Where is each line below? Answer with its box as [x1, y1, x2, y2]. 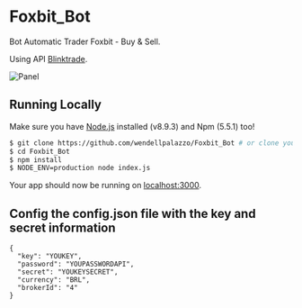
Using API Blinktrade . [9, 53, 88, 64]
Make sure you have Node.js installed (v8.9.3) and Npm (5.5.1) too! [9, 121, 255, 131]
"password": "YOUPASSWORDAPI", [17, 259, 135, 269]
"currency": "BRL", [17, 276, 91, 285]
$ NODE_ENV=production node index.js [9, 164, 151, 173]
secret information [9, 220, 116, 235]
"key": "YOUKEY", [17, 252, 83, 261]
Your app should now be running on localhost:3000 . [9, 180, 202, 191]
